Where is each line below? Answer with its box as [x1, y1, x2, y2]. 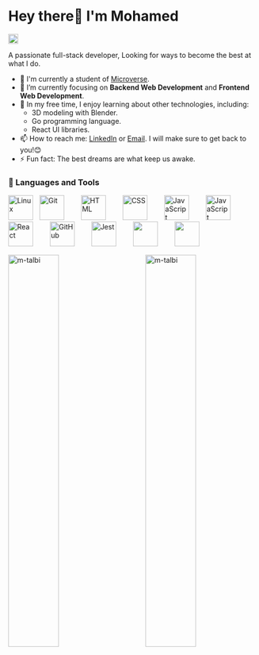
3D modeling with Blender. [31, 107, 119, 118]
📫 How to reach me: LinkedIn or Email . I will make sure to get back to [19, 133, 247, 143]
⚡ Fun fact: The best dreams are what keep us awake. [19, 154, 196, 164]
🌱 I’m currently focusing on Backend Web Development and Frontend [19, 83, 249, 92]
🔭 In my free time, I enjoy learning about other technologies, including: [19, 99, 249, 109]
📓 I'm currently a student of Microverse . [19, 74, 150, 83]
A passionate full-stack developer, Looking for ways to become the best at [8, 50, 252, 60]
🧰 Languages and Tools [8, 176, 100, 187]
